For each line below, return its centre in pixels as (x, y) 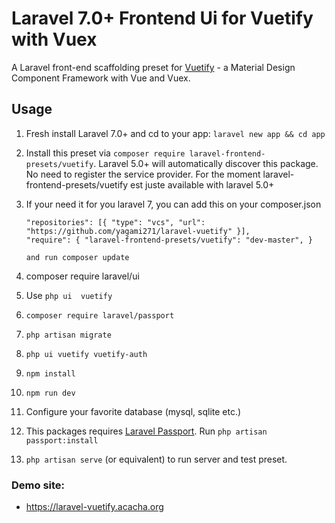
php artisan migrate (68, 335)
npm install (50, 373)
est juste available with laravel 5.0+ (202, 184)
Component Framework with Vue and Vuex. (101, 78)
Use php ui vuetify (69, 295)
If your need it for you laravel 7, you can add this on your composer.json (173, 204)
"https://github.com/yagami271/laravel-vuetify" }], (138, 231)
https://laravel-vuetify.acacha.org (94, 507)
